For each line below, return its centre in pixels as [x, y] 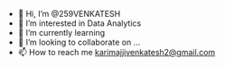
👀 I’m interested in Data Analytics [80, 23]
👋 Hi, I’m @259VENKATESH [69, 14]
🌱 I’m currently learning [61, 33]
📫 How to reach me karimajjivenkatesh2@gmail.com [117, 52]
